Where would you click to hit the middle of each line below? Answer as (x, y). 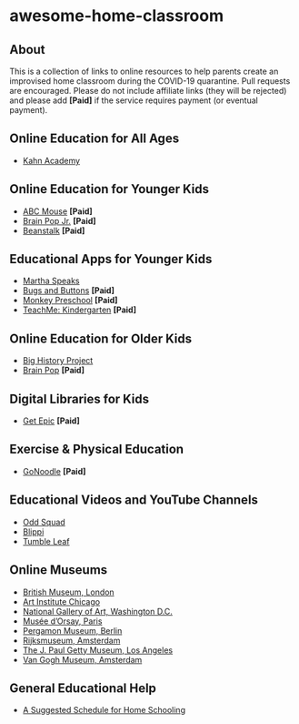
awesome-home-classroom (117, 16)
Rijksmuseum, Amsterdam (71, 640)
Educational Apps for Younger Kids (111, 259)
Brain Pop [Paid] (53, 371)
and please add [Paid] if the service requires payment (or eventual (134, 100)
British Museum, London (69, 592)
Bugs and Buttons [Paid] (69, 291)
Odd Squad (44, 522)
